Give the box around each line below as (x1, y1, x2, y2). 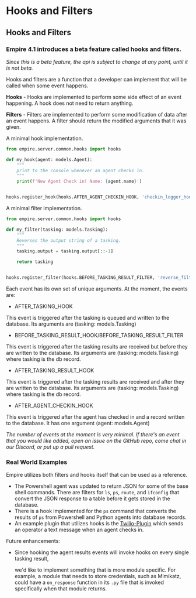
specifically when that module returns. (14, 585, 107, 592)
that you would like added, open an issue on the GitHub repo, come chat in (6, 438, 187, 444)
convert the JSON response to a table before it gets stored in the (14, 495, 170, 502)
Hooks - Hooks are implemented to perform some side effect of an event (6, 93, 182, 100)
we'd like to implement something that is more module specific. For (14, 566, 176, 573)
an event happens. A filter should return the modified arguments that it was (6, 117, 187, 124)
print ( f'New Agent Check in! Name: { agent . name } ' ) (16, 179, 142, 184)
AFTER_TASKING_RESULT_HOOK (14, 367, 94, 374)
